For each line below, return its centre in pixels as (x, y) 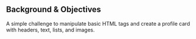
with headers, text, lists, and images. (51, 30)
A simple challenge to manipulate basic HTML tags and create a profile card (98, 23)
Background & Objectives (54, 10)
